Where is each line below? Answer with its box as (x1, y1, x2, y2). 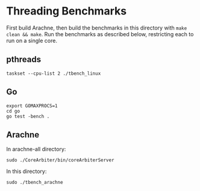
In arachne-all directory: (6, 146, 66, 153)
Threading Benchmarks (6, 4, 127, 18)
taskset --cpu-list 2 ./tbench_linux (6, 70, 101, 77)
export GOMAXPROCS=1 (6, 102, 58, 109)
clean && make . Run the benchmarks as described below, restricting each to (6, 30, 194, 37)
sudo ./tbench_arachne (6, 180, 63, 186)
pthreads (6, 54, 41, 64)
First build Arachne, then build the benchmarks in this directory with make (6, 24, 187, 31)
